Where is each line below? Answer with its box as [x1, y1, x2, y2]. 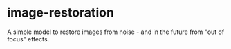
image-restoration [7, 5, 114, 21]
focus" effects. [7, 35, 50, 43]
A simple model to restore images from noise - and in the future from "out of [7, 28, 225, 36]
